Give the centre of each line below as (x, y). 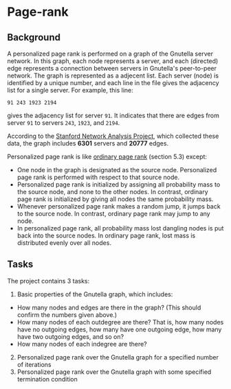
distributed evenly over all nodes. (64, 243)
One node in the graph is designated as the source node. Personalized (117, 170)
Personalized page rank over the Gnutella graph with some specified (114, 372)
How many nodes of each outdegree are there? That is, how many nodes (120, 322)
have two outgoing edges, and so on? (70, 336)
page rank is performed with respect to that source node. (98, 177)
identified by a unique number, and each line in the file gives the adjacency (113, 83)
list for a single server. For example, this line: (70, 90)
